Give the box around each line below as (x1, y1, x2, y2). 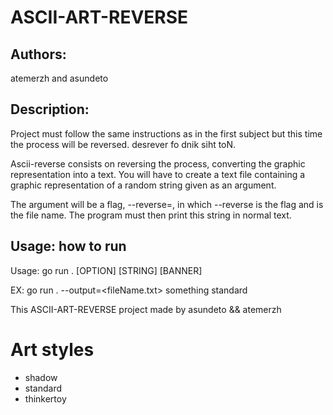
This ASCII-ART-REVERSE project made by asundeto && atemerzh (10, 303, 282, 315)
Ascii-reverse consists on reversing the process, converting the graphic (10, 157, 306, 170)
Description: (10, 101, 90, 118)
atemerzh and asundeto (10, 72, 109, 84)
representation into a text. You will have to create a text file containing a (10, 168, 306, 180)
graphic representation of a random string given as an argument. (10, 179, 277, 191)
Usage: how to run (10, 238, 127, 255)
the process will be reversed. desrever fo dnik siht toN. (10, 138, 237, 150)
